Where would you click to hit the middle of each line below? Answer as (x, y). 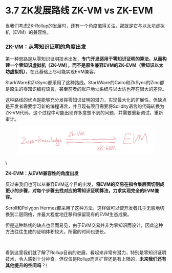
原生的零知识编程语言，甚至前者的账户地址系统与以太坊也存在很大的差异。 (88, 89)
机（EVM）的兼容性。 (28, 32)
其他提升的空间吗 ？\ (26, 265)
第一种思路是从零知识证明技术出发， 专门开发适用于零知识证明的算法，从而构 (86, 59)
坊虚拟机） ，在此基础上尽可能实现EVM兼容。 (52, 72)
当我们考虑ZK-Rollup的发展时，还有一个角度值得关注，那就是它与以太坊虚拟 (85, 26)
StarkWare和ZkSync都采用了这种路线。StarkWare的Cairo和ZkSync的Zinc (83, 83)
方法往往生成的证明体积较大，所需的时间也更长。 (57, 231)
